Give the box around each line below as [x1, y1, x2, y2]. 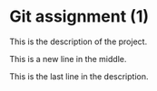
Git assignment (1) [9, 6, 150, 27]
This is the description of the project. [9, 36, 148, 47]
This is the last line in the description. [9, 70, 149, 82]
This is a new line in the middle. [9, 53, 127, 64]
